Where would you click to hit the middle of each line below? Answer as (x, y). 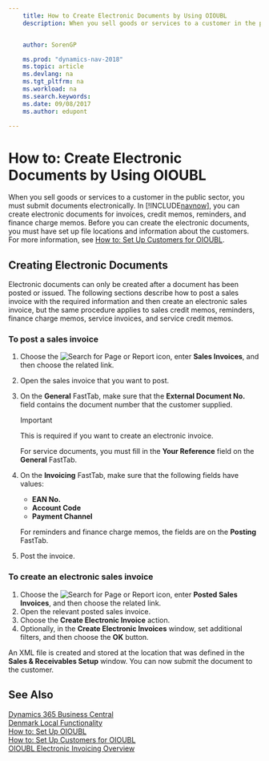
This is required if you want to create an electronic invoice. (116, 436)
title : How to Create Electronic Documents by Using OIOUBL (125, 16)
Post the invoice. (47, 556)
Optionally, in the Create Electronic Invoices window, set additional (131, 628)
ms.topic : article (53, 67)
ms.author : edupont (55, 111)
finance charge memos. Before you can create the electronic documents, (129, 223)
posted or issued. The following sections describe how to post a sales (123, 293)
